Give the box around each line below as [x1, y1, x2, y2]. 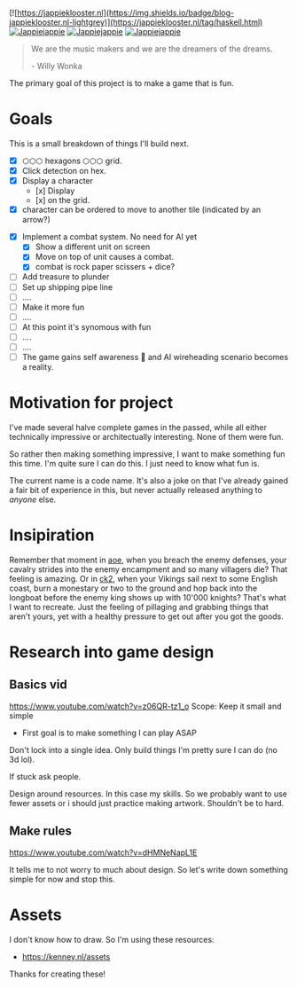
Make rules [9, 824, 73, 839]
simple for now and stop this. [9, 874, 115, 884]
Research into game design [9, 642, 215, 663]
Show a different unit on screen [35, 241, 151, 252]
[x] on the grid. [35, 195, 90, 206]
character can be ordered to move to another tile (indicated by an [21, 204, 262, 216]
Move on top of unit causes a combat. [35, 252, 175, 263]
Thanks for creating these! [9, 968, 106, 979]
